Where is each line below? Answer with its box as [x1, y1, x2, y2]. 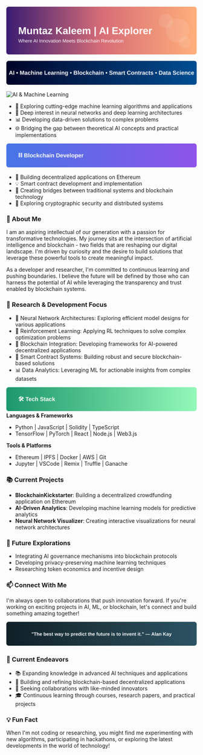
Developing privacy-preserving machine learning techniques [14, 559, 166, 566]
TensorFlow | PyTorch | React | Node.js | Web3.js [14, 430, 137, 437]
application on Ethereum [14, 498, 76, 505]
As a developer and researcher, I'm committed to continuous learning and [6, 266, 190, 273]
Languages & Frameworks [6, 412, 74, 419]
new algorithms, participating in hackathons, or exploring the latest [6, 736, 173, 743]
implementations [14, 132, 57, 138]
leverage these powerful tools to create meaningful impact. [6, 254, 153, 261]
